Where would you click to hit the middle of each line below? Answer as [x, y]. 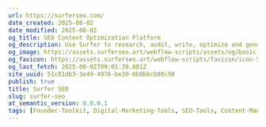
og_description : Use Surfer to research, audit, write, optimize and [125, 45]
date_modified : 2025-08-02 [53, 30]
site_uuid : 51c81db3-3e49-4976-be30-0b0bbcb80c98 [92, 74]
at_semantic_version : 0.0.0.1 [58, 103]
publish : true [32, 81]
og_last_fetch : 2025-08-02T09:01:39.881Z [78, 67]
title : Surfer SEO [38, 89]
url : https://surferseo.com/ [56, 15]
